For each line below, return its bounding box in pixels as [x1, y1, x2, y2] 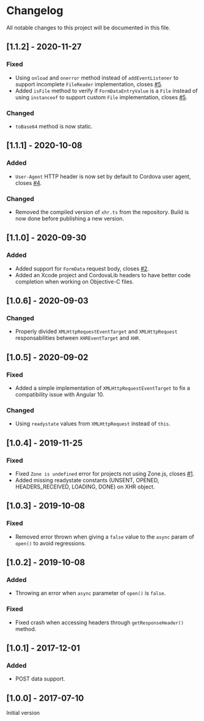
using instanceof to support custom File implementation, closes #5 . [15, 93, 188, 101]
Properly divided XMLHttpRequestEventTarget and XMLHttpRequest [15, 328, 178, 335]
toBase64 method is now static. [15, 122, 93, 130]
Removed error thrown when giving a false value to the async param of [15, 533, 194, 540]
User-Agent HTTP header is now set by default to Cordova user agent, [15, 173, 191, 180]
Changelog [6, 4, 64, 18]
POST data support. [15, 675, 65, 682]
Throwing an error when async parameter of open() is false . [15, 589, 166, 597]
